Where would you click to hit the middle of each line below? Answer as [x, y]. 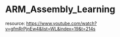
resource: [15, 23]
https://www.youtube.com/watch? [62, 23]
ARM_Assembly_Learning [60, 9]
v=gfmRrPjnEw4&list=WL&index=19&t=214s [50, 28]
